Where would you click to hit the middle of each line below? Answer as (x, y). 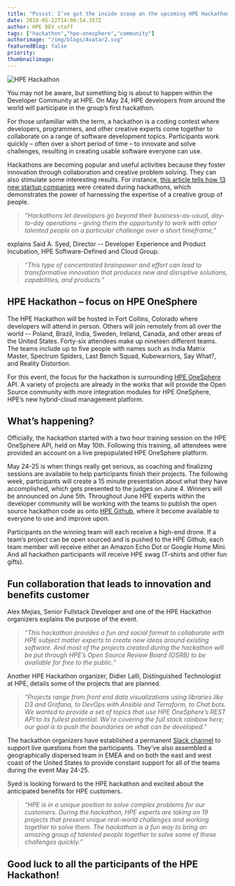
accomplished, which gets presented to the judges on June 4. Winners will (115, 489)
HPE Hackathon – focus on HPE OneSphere (102, 302)
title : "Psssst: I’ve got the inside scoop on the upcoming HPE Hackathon (119, 14)
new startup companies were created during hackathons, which (99, 187)
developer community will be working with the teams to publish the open (112, 504)
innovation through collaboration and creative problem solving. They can (112, 172)
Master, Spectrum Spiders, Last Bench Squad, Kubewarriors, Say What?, (112, 356)
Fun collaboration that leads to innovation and (109, 584)
